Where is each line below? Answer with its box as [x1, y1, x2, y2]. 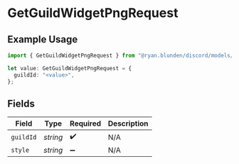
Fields [7, 97, 36, 109]
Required [70, 119, 102, 129]
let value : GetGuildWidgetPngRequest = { [7, 65, 132, 72]
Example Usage [7, 33, 78, 45]
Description [107, 119, 149, 129]
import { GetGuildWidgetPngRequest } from [7, 52, 135, 59]
